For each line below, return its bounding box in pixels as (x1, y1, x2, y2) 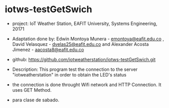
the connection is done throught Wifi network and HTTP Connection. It (12, 82, 162, 88)
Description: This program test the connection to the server (12, 66, 138, 72)
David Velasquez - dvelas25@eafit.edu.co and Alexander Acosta (12, 41, 149, 47)
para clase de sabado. (12, 97, 59, 103)
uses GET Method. (12, 87, 52, 93)
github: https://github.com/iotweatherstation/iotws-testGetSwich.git (12, 56, 156, 62)
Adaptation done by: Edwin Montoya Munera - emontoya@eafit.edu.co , (12, 36, 164, 42)
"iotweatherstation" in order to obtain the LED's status (12, 71, 126, 77)
